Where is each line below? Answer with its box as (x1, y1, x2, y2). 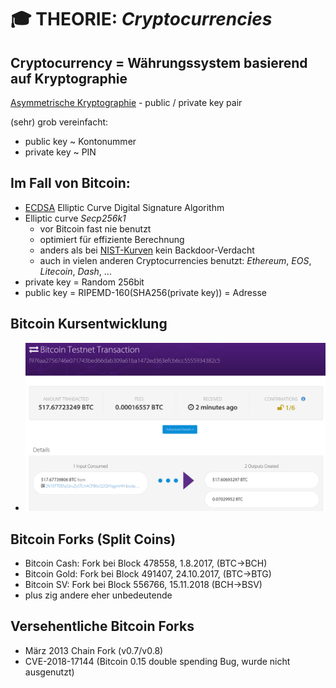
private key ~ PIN (24, 146, 97, 158)
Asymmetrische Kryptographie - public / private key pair (10, 97, 243, 108)
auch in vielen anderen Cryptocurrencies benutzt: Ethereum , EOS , (39, 254, 312, 266)
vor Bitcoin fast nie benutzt (39, 222, 152, 235)
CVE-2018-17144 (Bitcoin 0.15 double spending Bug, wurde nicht (24, 655, 291, 667)
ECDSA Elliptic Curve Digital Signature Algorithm (24, 201, 225, 213)
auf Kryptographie (10, 70, 128, 87)
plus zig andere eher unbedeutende (24, 589, 173, 601)
